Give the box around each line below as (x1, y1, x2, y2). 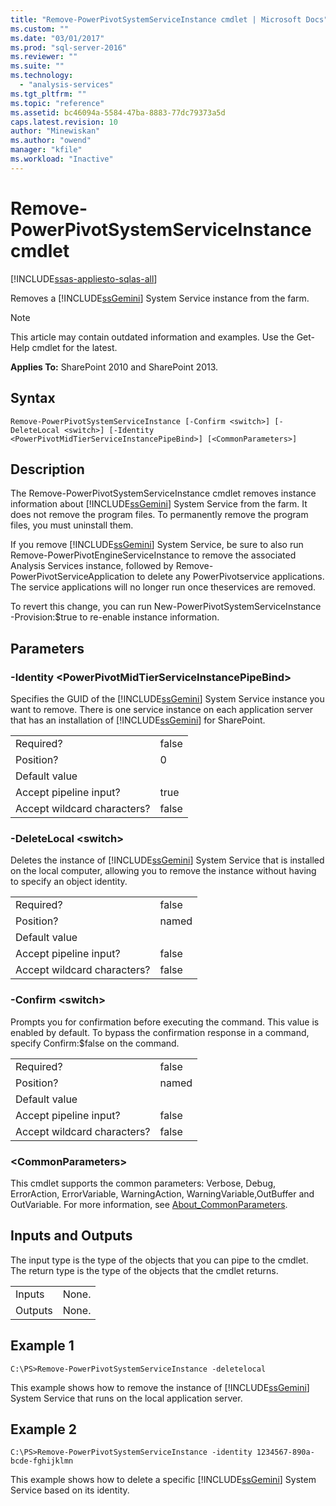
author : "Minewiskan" (10, 126, 101, 136)
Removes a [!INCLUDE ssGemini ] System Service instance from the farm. (10, 292, 310, 304)
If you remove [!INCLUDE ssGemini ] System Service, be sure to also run (10, 539, 304, 551)
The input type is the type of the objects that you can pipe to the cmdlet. (10, 1254, 309, 1266)
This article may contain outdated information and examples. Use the (10, 331, 295, 343)
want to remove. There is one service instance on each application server (10, 704, 314, 715)
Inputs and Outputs (10, 1227, 133, 1245)
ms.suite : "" (10, 61, 65, 71)
